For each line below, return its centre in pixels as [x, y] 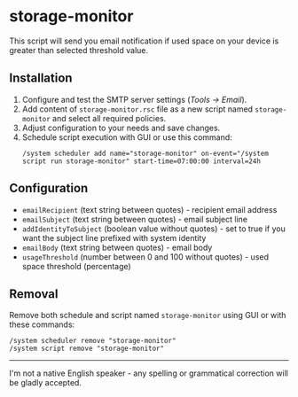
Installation [41, 78]
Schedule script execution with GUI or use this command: [127, 137]
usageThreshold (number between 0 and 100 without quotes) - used [145, 257]
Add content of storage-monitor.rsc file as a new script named [137, 109]
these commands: [42, 324]
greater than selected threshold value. [79, 50]
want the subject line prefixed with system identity [114, 237]
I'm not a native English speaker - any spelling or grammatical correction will [149, 373]
